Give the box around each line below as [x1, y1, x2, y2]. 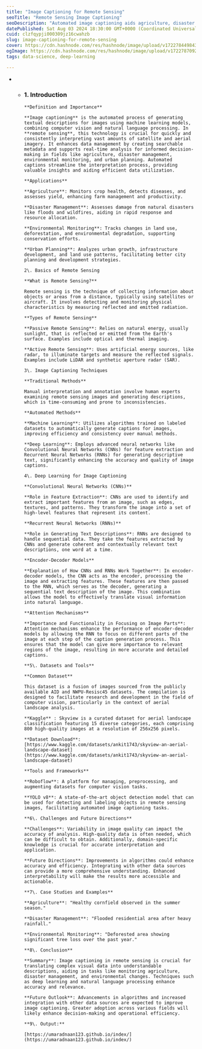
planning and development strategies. [23, 257, 121, 263]
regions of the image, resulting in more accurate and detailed [23, 647, 189, 653]
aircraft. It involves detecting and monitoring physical [23, 299, 173, 305]
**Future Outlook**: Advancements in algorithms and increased [23, 994, 186, 1000]
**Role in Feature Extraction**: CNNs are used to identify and [23, 494, 189, 500]
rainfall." [23, 921, 52, 927]
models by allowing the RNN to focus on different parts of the [23, 630, 189, 637]
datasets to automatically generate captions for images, [23, 425, 173, 431]
